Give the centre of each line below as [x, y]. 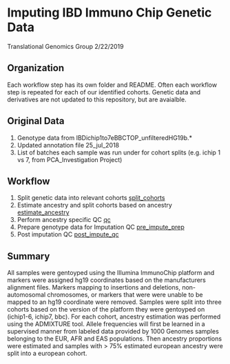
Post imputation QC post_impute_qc [68, 234]
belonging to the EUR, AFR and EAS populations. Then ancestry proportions [115, 338]
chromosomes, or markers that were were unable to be [125, 295]
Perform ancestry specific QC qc [64, 220]
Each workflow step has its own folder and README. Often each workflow [112, 85]
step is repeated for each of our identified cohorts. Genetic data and [104, 92]
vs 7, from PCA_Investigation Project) [70, 159]
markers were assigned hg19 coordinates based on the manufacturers [107, 280]
